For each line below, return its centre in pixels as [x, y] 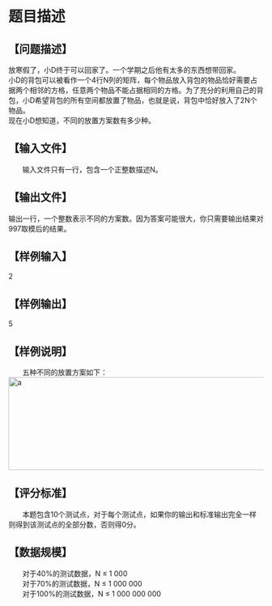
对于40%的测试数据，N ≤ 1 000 [75, 573]
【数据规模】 [40, 552]
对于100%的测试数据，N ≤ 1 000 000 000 [92, 593]
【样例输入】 [40, 257]
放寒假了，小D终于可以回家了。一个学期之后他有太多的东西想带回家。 [125, 70]
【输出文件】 [40, 198]
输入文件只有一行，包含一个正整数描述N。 [93, 169]
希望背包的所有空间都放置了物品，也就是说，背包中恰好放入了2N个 [146, 100]
